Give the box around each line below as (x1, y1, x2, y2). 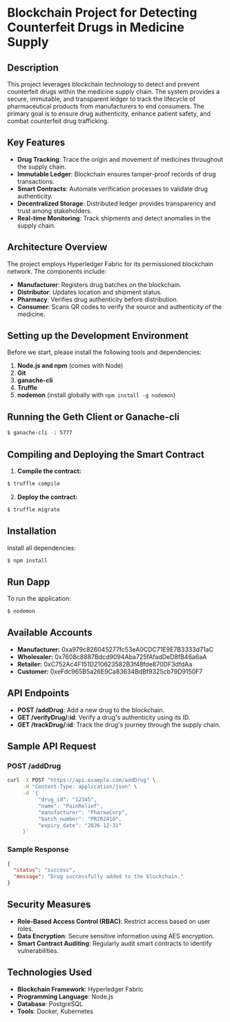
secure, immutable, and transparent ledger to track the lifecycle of (7, 95, 195, 103)
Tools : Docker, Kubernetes (17, 1007, 94, 1015)
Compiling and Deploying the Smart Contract (7, 448, 205, 461)
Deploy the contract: (17, 492, 78, 501)
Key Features (7, 137, 66, 149)
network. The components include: (7, 267, 107, 275)
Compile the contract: (17, 467, 82, 475)
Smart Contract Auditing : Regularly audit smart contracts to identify (17, 939, 212, 947)
